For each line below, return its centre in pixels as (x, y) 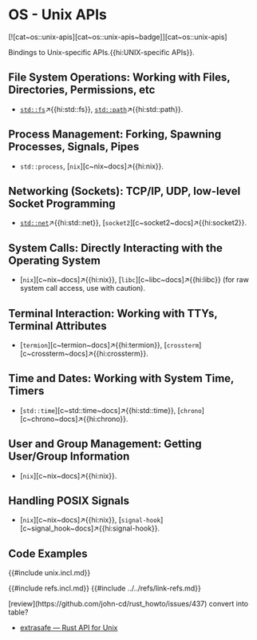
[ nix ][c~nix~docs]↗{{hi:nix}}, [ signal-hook (90, 520)
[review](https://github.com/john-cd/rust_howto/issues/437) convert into (128, 604)
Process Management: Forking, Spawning (115, 135)
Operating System (55, 260)
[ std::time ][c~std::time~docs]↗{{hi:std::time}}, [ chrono (111, 410)
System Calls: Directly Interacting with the (116, 248)
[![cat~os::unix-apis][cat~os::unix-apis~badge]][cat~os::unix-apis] (118, 37)
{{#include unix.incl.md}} (49, 573)
